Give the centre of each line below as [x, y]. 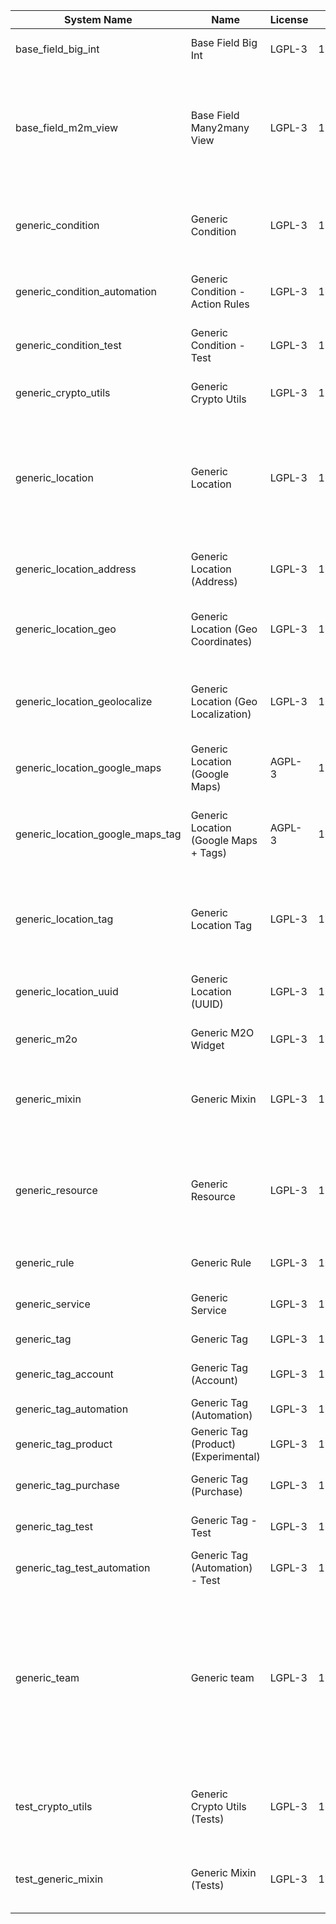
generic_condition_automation [86, 291]
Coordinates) [221, 641]
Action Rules [220, 304]
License [289, 19]
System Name [98, 19]
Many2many [220, 127]
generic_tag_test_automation [83, 1567]
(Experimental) [225, 1456]
